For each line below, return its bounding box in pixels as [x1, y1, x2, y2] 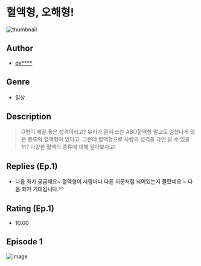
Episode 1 [6, 236, 43, 247]
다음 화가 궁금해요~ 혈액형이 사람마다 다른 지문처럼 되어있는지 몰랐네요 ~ [14, 178, 187, 185]
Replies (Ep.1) [6, 161, 58, 171]
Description [6, 111, 51, 121]
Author [6, 43, 33, 54]
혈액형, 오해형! [6, 5, 74, 19]
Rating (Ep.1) [6, 203, 54, 214]
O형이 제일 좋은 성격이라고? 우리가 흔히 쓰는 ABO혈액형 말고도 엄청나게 [21, 128, 189, 136]
